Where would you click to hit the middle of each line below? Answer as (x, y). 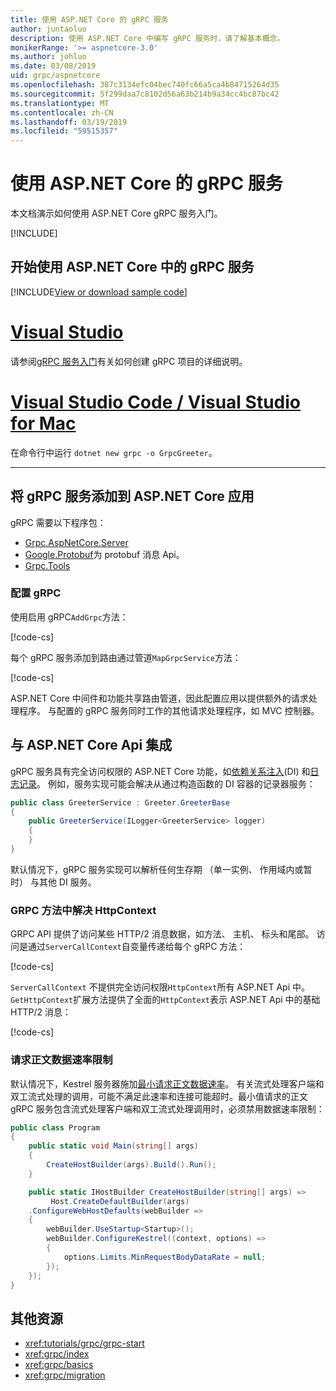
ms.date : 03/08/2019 (53, 66)
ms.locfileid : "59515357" (64, 131)
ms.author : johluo (48, 57)
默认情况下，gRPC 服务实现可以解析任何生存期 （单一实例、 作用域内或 (157, 869)
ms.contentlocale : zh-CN (62, 112)
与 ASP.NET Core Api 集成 (91, 745)
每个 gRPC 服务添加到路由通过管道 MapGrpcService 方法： (126, 657)
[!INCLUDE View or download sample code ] (99, 292)
